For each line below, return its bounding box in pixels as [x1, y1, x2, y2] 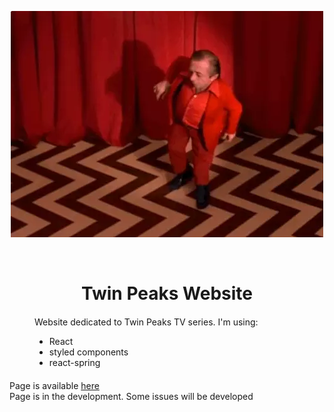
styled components [48, 346, 129, 358]
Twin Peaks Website [81, 282, 253, 305]
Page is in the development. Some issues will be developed [9, 391, 254, 403]
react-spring [48, 357, 101, 369]
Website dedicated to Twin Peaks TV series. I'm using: [34, 316, 259, 328]
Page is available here [9, 380, 100, 392]
